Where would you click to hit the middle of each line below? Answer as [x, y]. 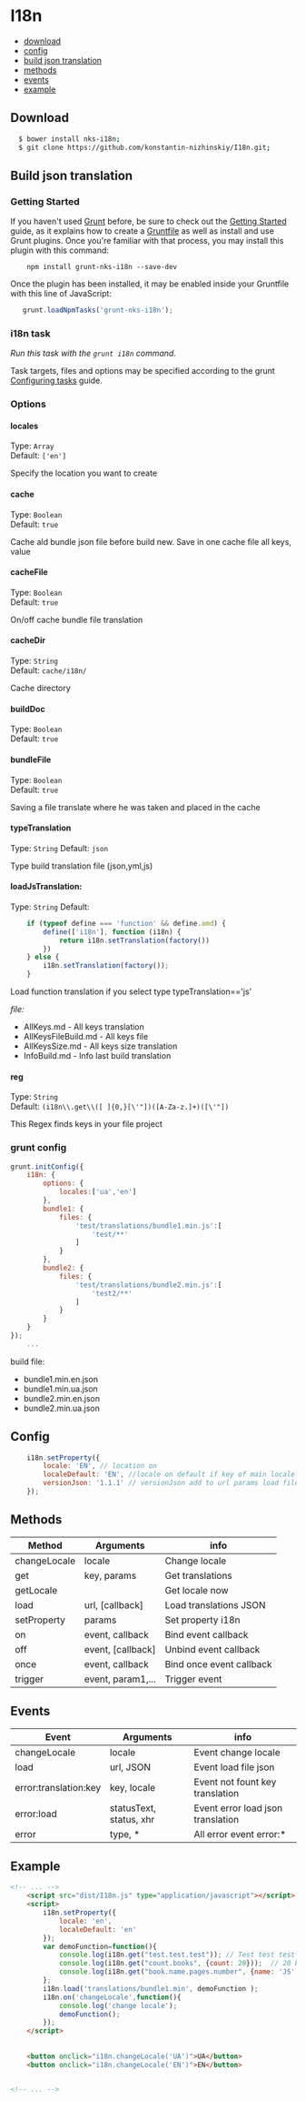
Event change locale [237, 1752]
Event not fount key [235, 1782]
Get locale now [197, 1590]
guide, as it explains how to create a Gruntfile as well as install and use [143, 231]
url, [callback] [114, 1604]
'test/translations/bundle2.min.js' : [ [148, 1285]
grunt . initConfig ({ [47, 1166]
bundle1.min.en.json [61, 1379]
